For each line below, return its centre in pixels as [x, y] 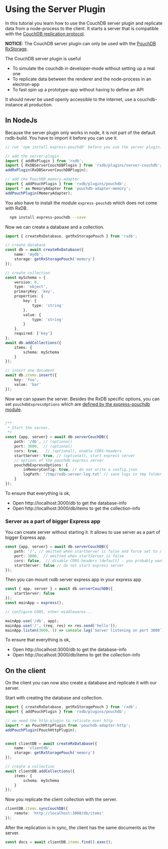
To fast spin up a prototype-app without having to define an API [78, 89]
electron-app [26, 84]
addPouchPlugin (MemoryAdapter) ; [39, 193]
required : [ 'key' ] [33, 334]
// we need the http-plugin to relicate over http [59, 721]
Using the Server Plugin [55, 9]
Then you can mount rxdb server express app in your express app [73, 580]
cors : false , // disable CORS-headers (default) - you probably [84, 560]
